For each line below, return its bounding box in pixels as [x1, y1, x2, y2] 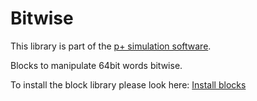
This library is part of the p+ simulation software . [10, 40, 212, 52]
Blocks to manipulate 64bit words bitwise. [10, 59, 183, 71]
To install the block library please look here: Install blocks [10, 78, 247, 91]
